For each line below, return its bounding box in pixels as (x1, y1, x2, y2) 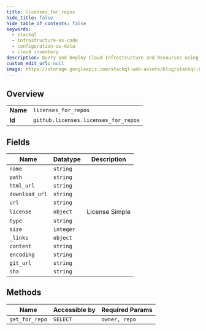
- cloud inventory (12, 49, 59, 55)
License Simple (86, 208, 131, 216)
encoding (9, 251, 35, 258)
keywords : (6, 26, 32, 32)
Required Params (101, 305, 153, 314)
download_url (9, 191, 48, 197)
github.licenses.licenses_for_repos (32, 117, 140, 124)
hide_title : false (6, 15, 53, 21)
